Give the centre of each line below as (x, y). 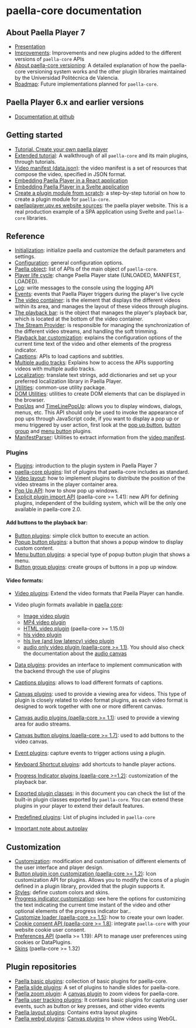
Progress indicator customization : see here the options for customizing (100, 898)
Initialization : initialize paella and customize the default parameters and (100, 250)
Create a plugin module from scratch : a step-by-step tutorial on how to (100, 193)
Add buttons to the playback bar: (47, 523)
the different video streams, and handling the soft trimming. (86, 331)
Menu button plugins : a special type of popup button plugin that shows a (102, 554)
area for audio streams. (43, 724)
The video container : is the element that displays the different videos (97, 300)
